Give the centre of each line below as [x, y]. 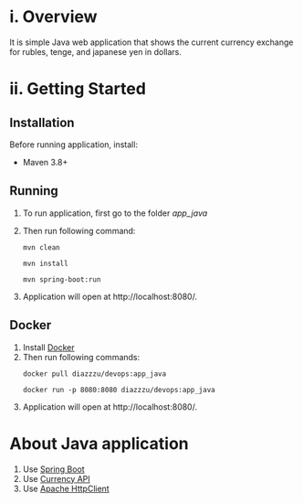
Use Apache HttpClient [66, 488]
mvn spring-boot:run [62, 279]
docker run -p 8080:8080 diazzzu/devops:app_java [119, 390]
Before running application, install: [74, 144]
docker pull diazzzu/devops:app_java [94, 374]
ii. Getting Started [78, 89]
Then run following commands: [81, 357]
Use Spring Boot [53, 469]
